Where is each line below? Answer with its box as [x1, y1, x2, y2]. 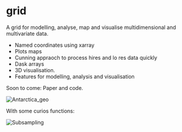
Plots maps [14, 47, 43, 54]
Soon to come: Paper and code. [6, 84, 84, 91]
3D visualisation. [14, 66, 55, 73]
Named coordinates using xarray [14, 41, 95, 49]
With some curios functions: [6, 107, 75, 114]
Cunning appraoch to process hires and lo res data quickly [14, 54, 158, 61]
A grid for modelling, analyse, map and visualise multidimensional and [6, 24, 176, 31]
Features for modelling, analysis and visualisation [14, 73, 135, 80]
